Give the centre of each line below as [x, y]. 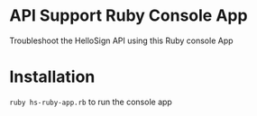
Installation [52, 77]
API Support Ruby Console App [128, 16]
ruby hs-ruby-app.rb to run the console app [91, 102]
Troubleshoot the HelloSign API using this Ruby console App [121, 40]
